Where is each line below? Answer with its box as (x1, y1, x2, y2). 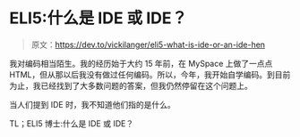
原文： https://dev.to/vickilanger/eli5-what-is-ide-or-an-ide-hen (30, 39, 266, 50)
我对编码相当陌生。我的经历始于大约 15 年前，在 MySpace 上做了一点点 (9, 58, 273, 68)
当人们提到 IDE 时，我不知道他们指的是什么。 (9, 99, 176, 109)
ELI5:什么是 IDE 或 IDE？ (9, 8, 188, 28)
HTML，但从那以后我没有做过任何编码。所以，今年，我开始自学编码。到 (9, 68, 276, 80)
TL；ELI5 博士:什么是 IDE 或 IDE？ (9, 117, 134, 129)
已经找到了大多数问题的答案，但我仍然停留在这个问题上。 (39, 80, 253, 91)
